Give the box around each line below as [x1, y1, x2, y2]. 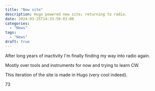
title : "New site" [5, 7, 43, 12]
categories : [5, 21, 30, 26]
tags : [5, 30, 16, 35]
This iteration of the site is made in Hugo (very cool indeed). [5, 72, 128, 78]
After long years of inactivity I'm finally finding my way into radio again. [5, 53, 150, 59]
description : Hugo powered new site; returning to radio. [5, 12, 127, 17]
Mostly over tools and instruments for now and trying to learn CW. [5, 62, 140, 68]
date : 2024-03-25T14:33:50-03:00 [5, 16, 74, 21]
